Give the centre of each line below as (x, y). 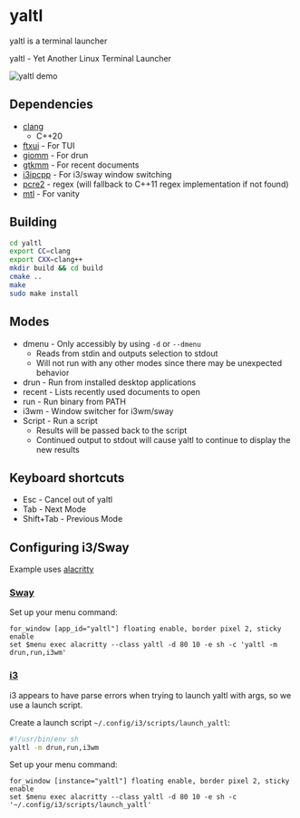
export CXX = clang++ (46, 260)
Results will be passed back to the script (111, 430)
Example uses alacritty (52, 569)
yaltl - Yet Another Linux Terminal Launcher (91, 58)
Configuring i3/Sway (69, 548)
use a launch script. (46, 705)
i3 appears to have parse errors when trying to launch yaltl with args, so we (150, 695)
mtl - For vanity (51, 193)
